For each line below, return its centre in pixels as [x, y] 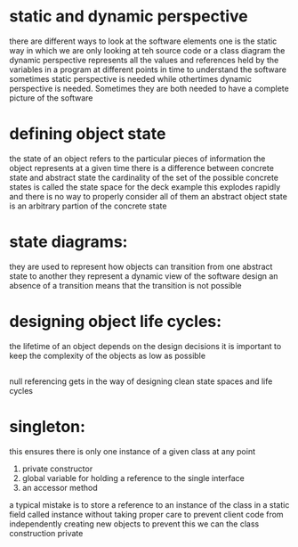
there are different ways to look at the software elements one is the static [143, 41]
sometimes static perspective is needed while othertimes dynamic [130, 78]
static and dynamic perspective [129, 16]
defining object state [88, 134]
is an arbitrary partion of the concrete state [88, 206]
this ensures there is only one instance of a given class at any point [133, 452]
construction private [46, 534]
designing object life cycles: [116, 322]
